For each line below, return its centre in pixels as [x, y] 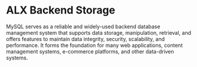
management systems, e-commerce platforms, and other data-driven [90, 51]
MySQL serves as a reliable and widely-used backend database [83, 26]
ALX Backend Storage [61, 10]
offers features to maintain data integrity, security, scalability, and [86, 39]
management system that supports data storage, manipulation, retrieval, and [99, 32]
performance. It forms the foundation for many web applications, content [94, 45]
